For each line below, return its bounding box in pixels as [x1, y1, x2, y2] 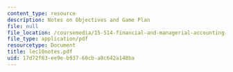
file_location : [7, 29, 51, 36]
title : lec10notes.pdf [7, 49, 73, 56]
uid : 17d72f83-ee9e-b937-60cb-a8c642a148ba [7, 55, 135, 62]
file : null [7, 23, 39, 29]
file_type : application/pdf [7, 36, 89, 43]
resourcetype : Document [7, 42, 76, 49]
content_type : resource [7, 10, 76, 17]
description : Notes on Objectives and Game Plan [7, 16, 150, 23]
